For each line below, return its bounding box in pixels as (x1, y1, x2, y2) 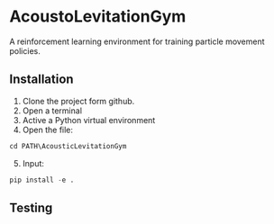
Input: (22, 157, 45, 168)
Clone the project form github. (22, 95, 135, 106)
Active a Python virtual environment (22, 114, 156, 125)
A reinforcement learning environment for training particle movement (9, 36, 265, 47)
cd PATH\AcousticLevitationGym (9, 141, 127, 150)
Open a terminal (22, 105, 83, 116)
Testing (9, 200, 53, 215)
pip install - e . (9, 175, 75, 184)
